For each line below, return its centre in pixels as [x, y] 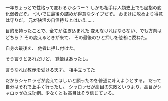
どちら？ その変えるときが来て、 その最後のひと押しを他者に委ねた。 [77, 37]
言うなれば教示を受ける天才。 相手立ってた [50, 70]
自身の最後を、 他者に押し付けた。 [41, 48]
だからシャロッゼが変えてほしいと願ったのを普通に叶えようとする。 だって [83, 80]
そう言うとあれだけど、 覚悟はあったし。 [48, 59]
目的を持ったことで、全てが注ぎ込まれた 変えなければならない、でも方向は [83, 31]
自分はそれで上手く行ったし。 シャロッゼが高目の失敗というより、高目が [81, 87]
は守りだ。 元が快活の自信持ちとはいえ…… [50, 20]
